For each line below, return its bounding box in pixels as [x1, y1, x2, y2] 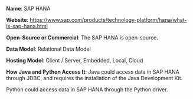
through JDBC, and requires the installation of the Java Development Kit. [6, 75, 183, 81]
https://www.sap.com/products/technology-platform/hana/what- [29, 16, 187, 23]
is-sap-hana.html [6, 23, 48, 29]
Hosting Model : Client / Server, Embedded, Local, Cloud [6, 57, 143, 64]
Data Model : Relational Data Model [6, 45, 91, 52]
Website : [6, 16, 29, 23]
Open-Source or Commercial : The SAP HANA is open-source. [6, 34, 158, 41]
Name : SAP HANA [6, 5, 51, 12]
